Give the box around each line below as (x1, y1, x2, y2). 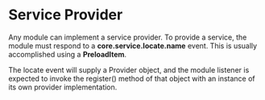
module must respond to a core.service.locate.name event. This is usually (8, 40, 258, 50)
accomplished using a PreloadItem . (8, 49, 127, 59)
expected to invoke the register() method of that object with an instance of (8, 73, 255, 83)
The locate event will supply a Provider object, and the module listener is (8, 65, 250, 74)
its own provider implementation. (8, 82, 118, 92)
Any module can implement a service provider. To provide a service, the (8, 32, 247, 42)
